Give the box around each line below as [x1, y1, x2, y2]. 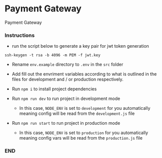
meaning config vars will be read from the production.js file [19, 135, 143, 141]
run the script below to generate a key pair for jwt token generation [11, 43, 150, 49]
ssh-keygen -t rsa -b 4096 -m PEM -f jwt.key [4, 53, 100, 58]
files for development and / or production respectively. [11, 77, 124, 82]
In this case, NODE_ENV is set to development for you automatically [19, 105, 151, 111]
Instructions [4, 32, 35, 39]
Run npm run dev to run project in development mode [11, 95, 120, 102]
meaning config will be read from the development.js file [19, 110, 135, 117]
